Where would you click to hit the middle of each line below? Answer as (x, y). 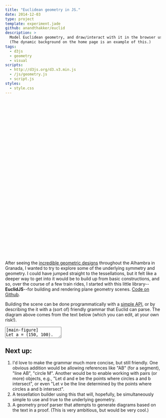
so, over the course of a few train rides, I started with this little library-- (77, 284)
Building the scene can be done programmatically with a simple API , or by (80, 304)
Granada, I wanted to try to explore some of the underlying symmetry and (80, 268)
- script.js (22, 79)
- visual (19, 60)
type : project (20, 19)
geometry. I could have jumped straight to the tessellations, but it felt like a (81, 273)
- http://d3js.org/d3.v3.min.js (43, 70)
